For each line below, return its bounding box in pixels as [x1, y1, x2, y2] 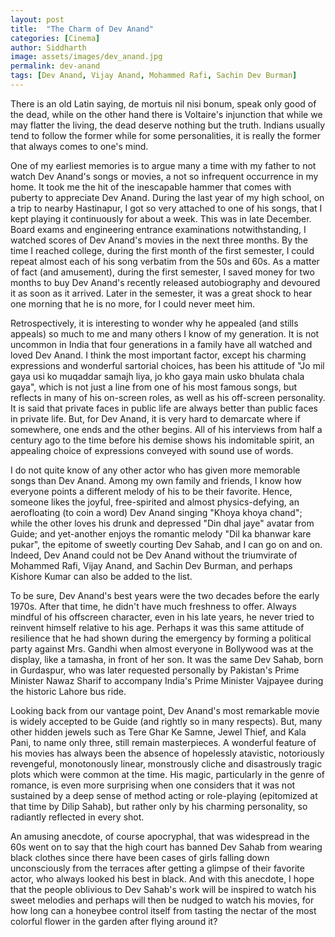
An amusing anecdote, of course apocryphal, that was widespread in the [10, 830, 310, 842]
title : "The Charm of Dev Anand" [10, 24, 155, 34]
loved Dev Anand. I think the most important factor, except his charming [10, 349, 307, 361]
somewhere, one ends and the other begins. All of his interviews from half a [10, 423, 323, 435]
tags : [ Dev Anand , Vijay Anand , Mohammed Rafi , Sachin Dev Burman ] [10, 71, 298, 81]
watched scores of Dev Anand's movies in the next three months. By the [10, 234, 309, 246]
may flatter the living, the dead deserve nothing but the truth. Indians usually [10, 119, 326, 131]
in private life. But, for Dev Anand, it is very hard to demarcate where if [10, 412, 301, 425]
